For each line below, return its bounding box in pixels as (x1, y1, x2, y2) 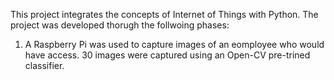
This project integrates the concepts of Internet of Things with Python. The (10, 9, 319, 20)
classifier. (24, 60, 65, 71)
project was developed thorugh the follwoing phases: (10, 19, 230, 31)
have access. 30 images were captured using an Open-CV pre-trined (24, 49, 311, 61)
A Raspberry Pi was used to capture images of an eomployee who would (24, 39, 325, 50)
